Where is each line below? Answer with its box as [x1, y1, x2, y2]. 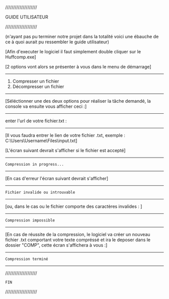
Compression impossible [5, 218, 55, 223]
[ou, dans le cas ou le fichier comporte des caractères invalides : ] [5, 203, 142, 209]
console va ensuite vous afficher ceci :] [5, 103, 87, 109]
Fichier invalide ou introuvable [5, 190, 75, 195]
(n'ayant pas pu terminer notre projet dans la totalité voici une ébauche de [5, 34, 159, 39]
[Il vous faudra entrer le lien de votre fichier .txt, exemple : [5, 132, 126, 138]
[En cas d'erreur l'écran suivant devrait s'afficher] [5, 176, 109, 181]
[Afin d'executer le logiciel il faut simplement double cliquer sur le [5, 49, 141, 54]
